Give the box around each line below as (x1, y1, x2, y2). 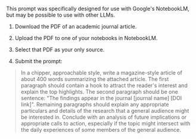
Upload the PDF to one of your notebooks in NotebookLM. (14, 35, 158, 41)
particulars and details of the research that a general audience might (20, 107, 189, 114)
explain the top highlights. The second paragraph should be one (20, 88, 179, 95)
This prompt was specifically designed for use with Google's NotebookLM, (6, 5, 189, 12)
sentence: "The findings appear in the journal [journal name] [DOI (20, 95, 182, 101)
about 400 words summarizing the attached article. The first (20, 76, 169, 82)
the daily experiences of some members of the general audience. (20, 126, 182, 133)
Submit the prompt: (14, 58, 63, 64)
